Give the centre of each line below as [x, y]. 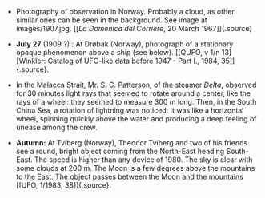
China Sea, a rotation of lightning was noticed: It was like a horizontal [130, 110]
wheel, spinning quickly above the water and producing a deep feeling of [136, 119]
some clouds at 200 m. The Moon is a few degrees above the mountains [135, 168]
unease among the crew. [56, 127]
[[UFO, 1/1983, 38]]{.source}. [64, 185]
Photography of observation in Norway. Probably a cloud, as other [125, 12]
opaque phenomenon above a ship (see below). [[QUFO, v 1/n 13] [124, 52]
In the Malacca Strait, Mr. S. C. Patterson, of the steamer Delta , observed [136, 85]
